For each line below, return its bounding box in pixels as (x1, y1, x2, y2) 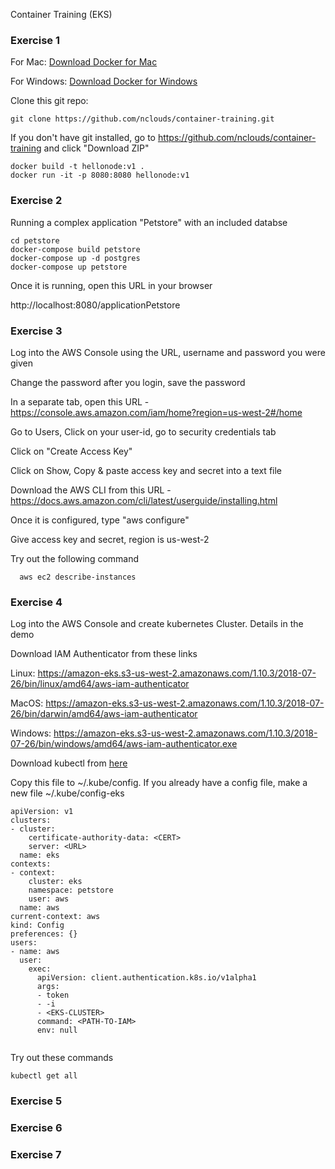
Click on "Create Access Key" (10, 445, 133, 457)
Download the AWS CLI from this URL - (10, 484, 172, 496)
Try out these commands (10, 1052, 114, 1064)
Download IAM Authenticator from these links (10, 648, 198, 660)
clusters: (10, 815, 52, 826)
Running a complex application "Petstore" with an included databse (10, 216, 288, 228)
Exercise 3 (10, 324, 63, 338)
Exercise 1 (10, 33, 61, 47)
